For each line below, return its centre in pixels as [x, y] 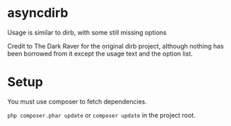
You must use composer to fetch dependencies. [77, 101]
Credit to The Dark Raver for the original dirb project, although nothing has [115, 46]
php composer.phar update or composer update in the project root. [101, 115]
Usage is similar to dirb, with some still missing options [87, 32]
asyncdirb [38, 13]
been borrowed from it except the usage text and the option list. [100, 53]
